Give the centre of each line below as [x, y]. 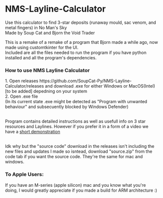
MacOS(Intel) [142, 86]
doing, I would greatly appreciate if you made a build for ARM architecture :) [81, 190]
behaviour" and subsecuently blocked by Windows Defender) [67, 107]
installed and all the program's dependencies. [51, 57]
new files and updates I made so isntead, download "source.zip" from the [79, 151]
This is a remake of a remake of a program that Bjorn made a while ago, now [81, 42]
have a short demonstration [33, 132]
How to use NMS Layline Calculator [47, 70]
